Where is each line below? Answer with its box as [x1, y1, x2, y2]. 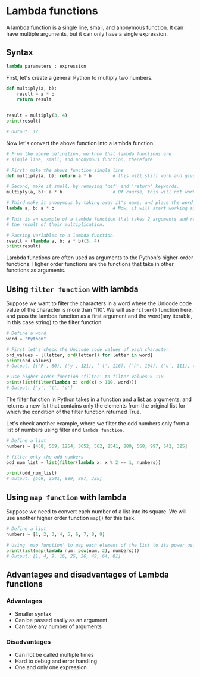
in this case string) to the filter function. [6, 319, 103, 326]
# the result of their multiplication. [6, 221, 105, 227]
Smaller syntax [14, 610, 52, 618]
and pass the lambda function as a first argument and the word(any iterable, [6, 312, 193, 319]
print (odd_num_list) [6, 470, 58, 477]
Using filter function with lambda [6, 284, 139, 294]
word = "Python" [6, 336, 46, 341]
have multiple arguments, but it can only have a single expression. [6, 30, 168, 37]
